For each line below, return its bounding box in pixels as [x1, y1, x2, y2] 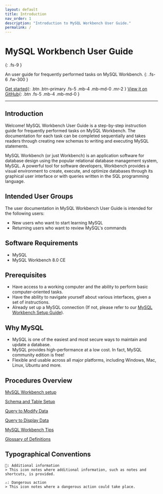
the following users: [5, 210, 45, 216]
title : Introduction [5, 12, 47, 16]
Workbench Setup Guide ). [12, 310, 65, 316]
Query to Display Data [5, 417, 49, 423]
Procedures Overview [5, 376, 73, 384]
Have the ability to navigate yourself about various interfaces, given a [12, 294, 151, 300]
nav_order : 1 [5, 16, 32, 21]
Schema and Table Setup [5, 398, 55, 404]
